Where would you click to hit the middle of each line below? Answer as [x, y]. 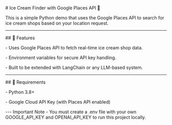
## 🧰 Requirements [26, 82]
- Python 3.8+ [20, 92]
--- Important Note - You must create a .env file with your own [71, 112]
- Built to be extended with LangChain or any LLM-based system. [74, 67]
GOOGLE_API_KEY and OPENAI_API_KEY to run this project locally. [76, 117]
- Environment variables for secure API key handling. [61, 58]
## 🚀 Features [20, 38]
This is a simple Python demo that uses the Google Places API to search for [85, 18]
